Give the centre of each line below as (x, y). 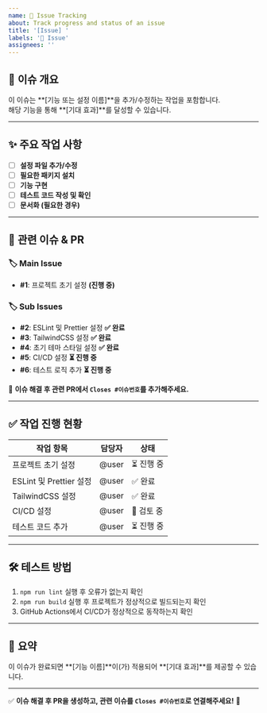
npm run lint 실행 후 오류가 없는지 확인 (81, 592)
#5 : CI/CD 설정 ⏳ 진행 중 (58, 357)
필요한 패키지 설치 (47, 175)
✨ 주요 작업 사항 (45, 145)
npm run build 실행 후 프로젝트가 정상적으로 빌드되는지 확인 (113, 601)
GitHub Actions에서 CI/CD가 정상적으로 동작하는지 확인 (106, 611)
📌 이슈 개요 (34, 79)
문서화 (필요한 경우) (50, 205)
